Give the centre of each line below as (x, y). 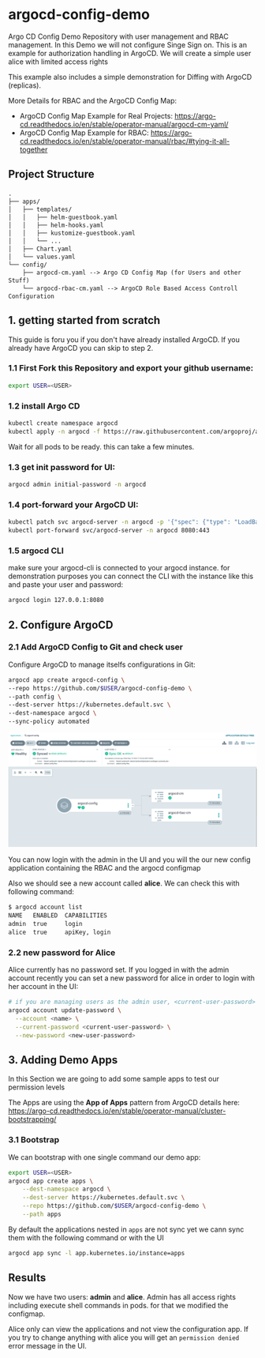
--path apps (42, 1214)
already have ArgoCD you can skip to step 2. (81, 348)
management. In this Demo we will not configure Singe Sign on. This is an (127, 44)
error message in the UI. (47, 1345)
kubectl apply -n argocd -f (54, 431)
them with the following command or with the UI (86, 1237)
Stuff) (19, 280)
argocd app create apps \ (50, 1181)
